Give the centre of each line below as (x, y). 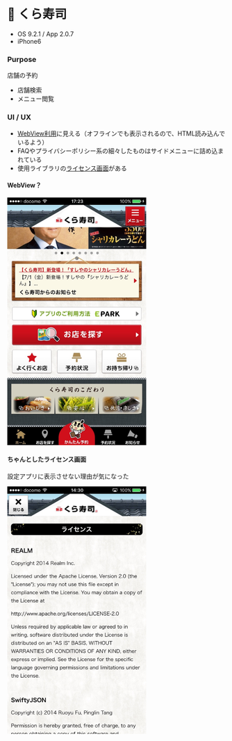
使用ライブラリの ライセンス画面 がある (72, 168)
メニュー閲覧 (35, 99)
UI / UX (19, 117)
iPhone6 (29, 41)
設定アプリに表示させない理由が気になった (68, 476)
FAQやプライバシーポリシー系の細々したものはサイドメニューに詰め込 (117, 151)
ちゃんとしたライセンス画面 (47, 459)
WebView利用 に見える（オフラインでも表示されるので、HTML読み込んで (121, 133)
